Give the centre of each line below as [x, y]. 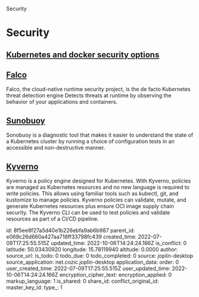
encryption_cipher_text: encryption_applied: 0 [116, 275]
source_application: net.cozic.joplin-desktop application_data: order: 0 [93, 262]
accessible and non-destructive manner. [56, 148]
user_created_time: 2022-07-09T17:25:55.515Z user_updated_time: [88, 268]
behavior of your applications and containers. [62, 102]
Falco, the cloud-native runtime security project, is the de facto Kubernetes [98, 89]
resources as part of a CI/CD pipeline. [53, 219]
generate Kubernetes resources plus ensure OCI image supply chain [90, 206]
